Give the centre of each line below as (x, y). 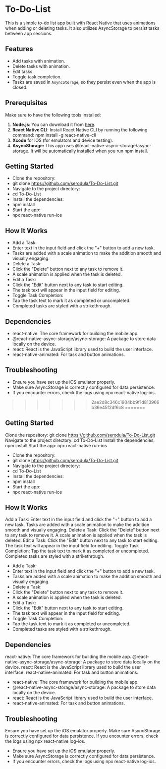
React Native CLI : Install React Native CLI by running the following (80, 129)
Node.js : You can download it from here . (54, 124)
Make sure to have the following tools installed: (53, 115)
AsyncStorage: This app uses (43, 145)
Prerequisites (26, 103)
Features (19, 49)
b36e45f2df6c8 (108, 407)
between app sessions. (29, 33)
